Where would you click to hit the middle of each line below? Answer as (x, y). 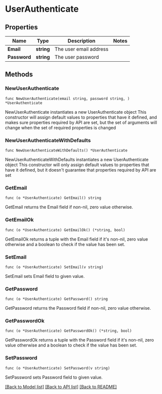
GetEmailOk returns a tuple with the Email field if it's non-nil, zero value (77, 239)
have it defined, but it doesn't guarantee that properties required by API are (81, 170)
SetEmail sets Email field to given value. (45, 276)
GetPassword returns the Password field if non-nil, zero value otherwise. (78, 308)
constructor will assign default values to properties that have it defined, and (81, 117)
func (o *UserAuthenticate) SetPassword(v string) (58, 368)
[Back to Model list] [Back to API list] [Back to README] (61, 387)
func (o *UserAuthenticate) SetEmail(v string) (54, 267)
